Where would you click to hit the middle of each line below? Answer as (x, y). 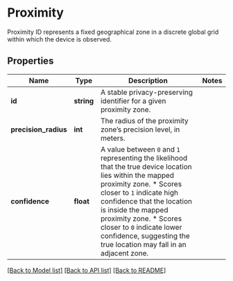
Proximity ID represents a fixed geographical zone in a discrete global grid (113, 32)
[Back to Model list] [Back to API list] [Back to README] (87, 270)
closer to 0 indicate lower (141, 227)
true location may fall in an (143, 244)
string (84, 100)
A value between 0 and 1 (140, 149)
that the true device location (146, 166)
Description (148, 80)
